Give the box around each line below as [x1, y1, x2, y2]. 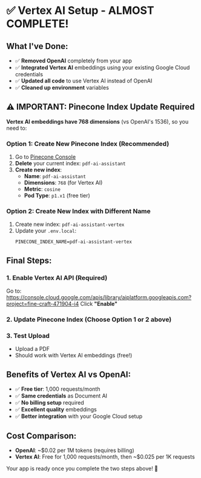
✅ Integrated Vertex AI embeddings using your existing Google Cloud [15, 64, 190, 71]
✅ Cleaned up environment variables [15, 84, 109, 91]
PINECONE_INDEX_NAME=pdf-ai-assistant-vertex [15, 239, 132, 245]
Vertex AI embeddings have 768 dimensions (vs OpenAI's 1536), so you [6, 118, 189, 125]
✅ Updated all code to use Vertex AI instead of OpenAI [15, 77, 153, 84]
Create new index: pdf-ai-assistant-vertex [15, 221, 125, 228]
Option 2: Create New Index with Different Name [6, 207, 151, 216]
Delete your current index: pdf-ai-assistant [15, 160, 126, 167]
